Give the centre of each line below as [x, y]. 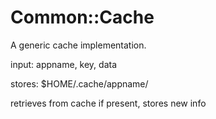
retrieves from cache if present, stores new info [108, 103]
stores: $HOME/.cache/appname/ [79, 83]
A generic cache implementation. [78, 45]
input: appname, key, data [64, 64]
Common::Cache [82, 17]
